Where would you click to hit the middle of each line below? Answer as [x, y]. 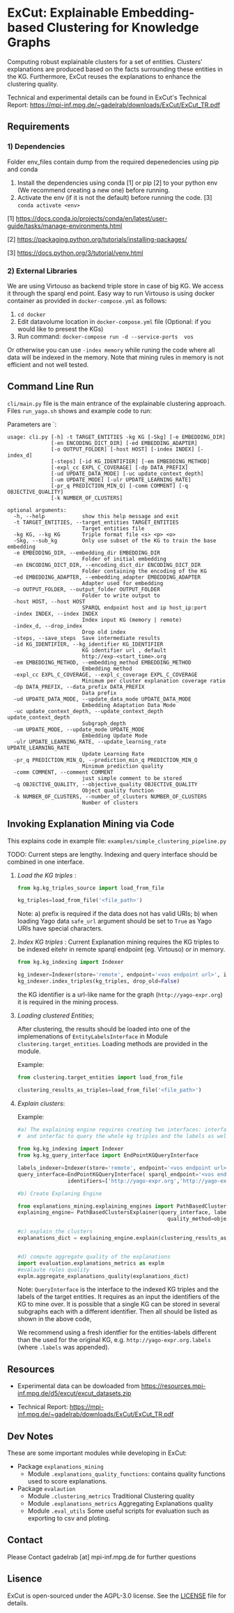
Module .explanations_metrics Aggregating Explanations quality [120, 1504]
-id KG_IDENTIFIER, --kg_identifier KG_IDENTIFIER [88, 644]
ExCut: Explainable [63, 13]
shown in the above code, [54, 1319]
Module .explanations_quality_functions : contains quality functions [126, 1474]
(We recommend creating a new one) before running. [94, 190]
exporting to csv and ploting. [69, 1518]
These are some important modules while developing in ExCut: [97, 1453]
